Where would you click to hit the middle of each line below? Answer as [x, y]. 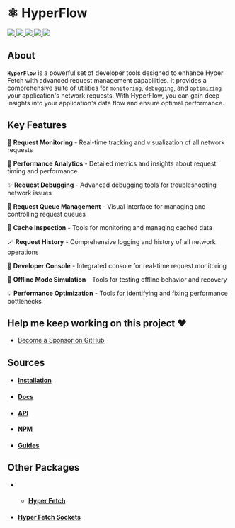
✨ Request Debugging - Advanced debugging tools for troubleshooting [112, 185]
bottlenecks [25, 301]
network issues [29, 193]
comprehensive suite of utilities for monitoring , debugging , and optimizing [114, 88]
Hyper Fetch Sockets [49, 517]
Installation [34, 381]
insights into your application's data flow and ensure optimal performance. [116, 103]
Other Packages [44, 467]
